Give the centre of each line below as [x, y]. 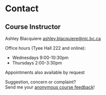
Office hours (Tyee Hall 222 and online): [45, 48]
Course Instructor [33, 27]
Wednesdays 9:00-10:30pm [40, 58]
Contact [22, 9]
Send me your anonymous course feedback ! [50, 87]
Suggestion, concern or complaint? [40, 82]
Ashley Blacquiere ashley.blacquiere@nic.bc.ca [53, 38]
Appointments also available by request [45, 72]
